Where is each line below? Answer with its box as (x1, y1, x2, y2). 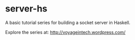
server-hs (5, 3, 48, 14)
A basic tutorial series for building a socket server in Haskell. (5, 19, 130, 25)
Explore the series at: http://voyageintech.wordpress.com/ (5, 29, 126, 35)
